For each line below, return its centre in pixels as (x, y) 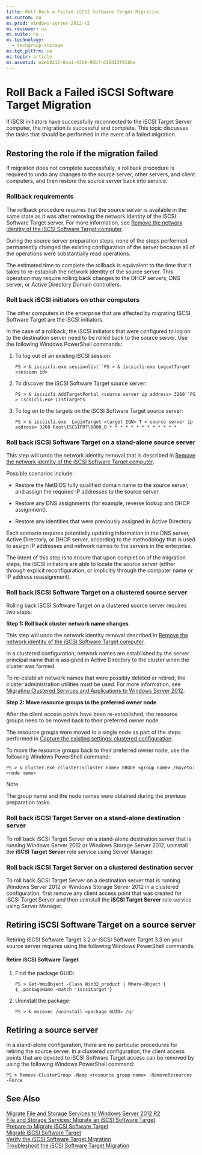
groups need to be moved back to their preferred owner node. (83, 721)
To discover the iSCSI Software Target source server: (81, 383)
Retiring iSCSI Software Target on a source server (101, 925)
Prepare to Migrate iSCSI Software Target (57, 1126)
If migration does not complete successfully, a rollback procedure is (90, 168)
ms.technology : (25, 40)
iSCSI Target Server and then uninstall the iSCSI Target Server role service (99, 900)
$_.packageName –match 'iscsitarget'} (63, 990)
